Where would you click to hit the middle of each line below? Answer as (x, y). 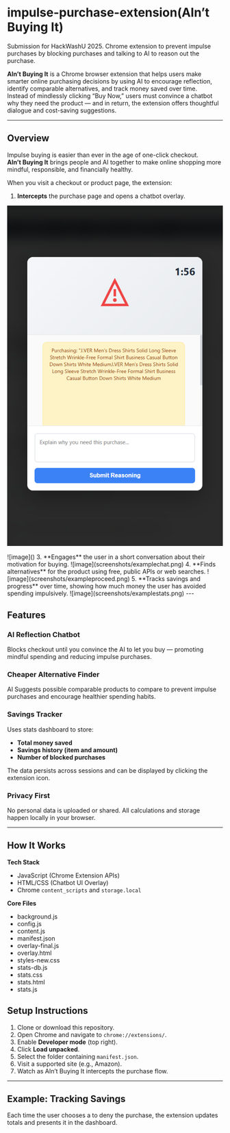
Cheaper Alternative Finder (53, 674)
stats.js (27, 989)
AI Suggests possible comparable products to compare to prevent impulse (112, 689)
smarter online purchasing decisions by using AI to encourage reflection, (110, 81)
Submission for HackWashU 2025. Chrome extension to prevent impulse (109, 46)
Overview (28, 138)
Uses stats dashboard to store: (50, 729)
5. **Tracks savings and (166, 579)
